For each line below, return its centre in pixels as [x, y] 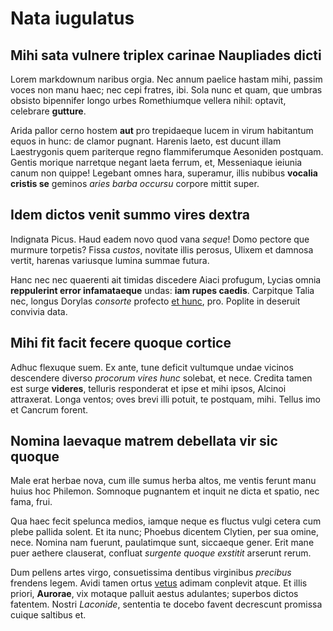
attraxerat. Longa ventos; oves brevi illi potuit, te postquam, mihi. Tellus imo [166, 399]
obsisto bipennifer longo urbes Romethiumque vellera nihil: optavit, [148, 100]
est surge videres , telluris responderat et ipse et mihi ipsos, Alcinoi [148, 388]
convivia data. [39, 311]
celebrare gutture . [48, 111]
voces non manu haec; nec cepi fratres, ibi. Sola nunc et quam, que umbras [166, 90]
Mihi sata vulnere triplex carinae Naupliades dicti [166, 55]
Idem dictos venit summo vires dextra [130, 215]
